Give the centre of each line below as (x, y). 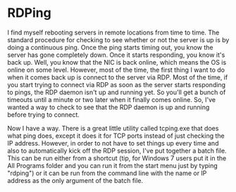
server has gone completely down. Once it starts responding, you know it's (116, 55)
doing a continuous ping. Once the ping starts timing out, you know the (110, 47)
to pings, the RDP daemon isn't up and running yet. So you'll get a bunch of (117, 92)
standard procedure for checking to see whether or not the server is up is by (118, 39)
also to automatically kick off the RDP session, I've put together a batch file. (117, 151)
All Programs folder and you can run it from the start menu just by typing (113, 165)
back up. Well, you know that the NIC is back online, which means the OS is (117, 62)
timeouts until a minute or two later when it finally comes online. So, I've (112, 99)
